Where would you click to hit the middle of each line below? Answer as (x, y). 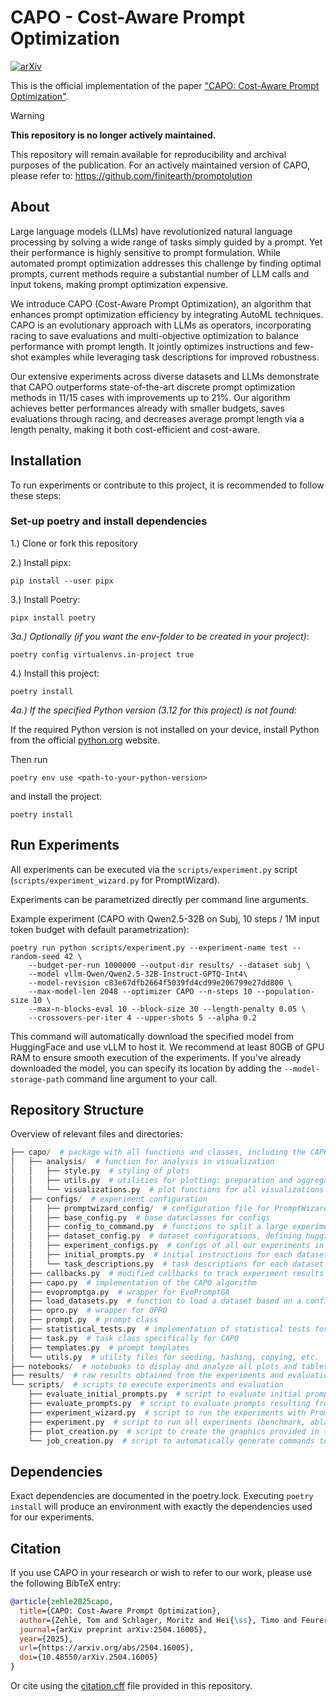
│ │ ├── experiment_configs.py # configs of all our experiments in (167, 1246)
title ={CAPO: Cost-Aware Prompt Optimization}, (120, 1611)
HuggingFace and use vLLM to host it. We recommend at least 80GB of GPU (167, 1047)
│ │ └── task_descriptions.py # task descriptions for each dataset (167, 1264)
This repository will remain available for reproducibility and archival (148, 154)
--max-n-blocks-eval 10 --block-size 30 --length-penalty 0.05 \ (167, 1009)
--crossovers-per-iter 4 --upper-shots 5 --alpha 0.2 (142, 1017)
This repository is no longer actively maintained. (113, 135)
